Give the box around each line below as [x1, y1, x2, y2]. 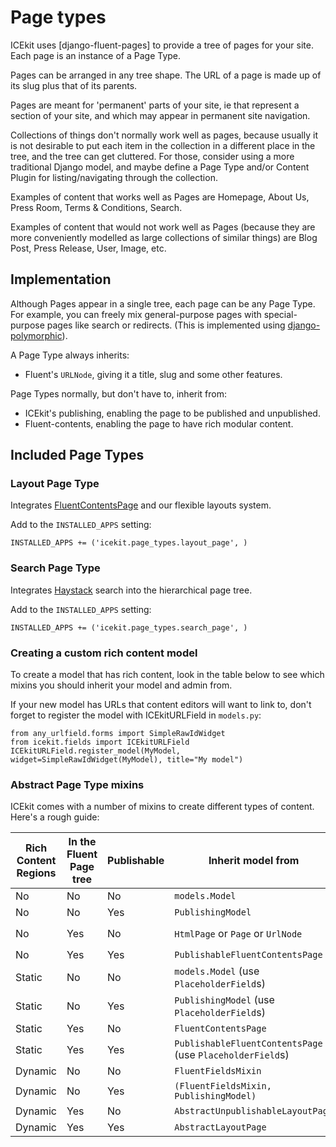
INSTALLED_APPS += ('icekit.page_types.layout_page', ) [10, 538, 248, 548]
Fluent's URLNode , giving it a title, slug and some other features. [24, 368, 283, 380]
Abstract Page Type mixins [10, 777, 145, 791]
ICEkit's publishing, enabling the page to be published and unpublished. [24, 407, 321, 419]
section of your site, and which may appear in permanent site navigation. [10, 109, 311, 121]
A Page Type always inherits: [10, 349, 130, 361]
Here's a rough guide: [10, 811, 100, 823]
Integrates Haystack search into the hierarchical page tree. [10, 584, 253, 596]
